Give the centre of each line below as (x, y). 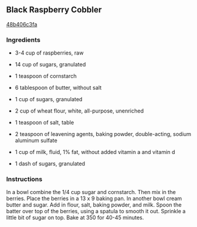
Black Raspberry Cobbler (54, 10)
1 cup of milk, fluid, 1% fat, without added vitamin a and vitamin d (95, 152)
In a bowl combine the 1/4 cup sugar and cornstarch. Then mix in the (91, 192)
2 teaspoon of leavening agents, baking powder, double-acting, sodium (103, 134)
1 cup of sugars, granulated (49, 99)
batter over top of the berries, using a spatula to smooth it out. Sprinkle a (96, 211)
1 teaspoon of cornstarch (46, 76)
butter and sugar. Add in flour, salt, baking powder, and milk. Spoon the (94, 205)
